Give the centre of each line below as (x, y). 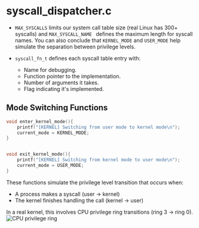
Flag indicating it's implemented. (64, 89)
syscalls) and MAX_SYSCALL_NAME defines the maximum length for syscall (104, 34)
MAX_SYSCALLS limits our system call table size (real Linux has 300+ (96, 28)
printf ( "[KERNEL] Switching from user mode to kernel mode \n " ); (99, 127)
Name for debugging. (50, 69)
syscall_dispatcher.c (59, 11)
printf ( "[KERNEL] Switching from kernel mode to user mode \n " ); (99, 160)
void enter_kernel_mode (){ (40, 121)
